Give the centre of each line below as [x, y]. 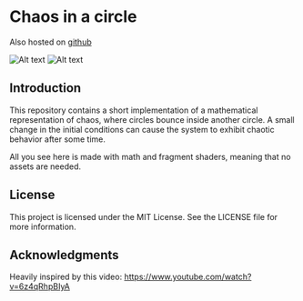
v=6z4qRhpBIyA [40, 286]
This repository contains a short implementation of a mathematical [134, 110]
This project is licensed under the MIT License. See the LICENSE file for [144, 216]
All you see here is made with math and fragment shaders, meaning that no [150, 156]
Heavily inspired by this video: [66, 277]
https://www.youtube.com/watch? [188, 277]
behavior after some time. [58, 139]
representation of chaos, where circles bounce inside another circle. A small [152, 119]
